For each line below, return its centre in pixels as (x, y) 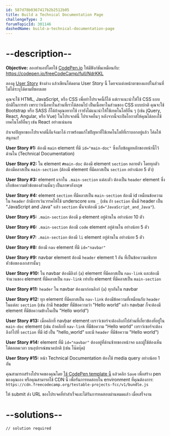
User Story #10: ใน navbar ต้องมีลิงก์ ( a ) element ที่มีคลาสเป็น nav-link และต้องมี (82, 273)
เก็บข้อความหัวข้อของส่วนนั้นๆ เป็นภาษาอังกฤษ (44, 185)
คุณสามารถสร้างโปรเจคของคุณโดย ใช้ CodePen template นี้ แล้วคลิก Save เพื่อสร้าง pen (83, 374)
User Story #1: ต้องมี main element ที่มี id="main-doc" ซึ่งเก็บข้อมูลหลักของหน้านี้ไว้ (82, 148)
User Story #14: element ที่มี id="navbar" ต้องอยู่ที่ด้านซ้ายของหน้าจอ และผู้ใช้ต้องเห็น (84, 342)
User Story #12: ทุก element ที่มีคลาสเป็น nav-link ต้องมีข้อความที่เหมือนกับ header (83, 299)
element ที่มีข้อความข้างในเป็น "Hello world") (47, 311)
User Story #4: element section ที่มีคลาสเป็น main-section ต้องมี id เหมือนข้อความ (84, 195)
